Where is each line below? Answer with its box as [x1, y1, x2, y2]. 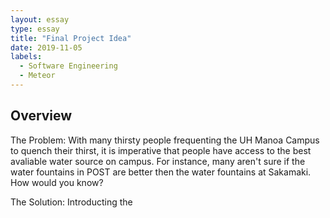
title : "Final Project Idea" [10, 33, 132, 43]
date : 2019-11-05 [10, 42, 83, 53]
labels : [10, 52, 43, 62]
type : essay [10, 24, 60, 34]
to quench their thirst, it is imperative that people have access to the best [10, 144, 312, 156]
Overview [10, 107, 73, 125]
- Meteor [19, 71, 56, 81]
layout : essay [10, 14, 70, 25]
